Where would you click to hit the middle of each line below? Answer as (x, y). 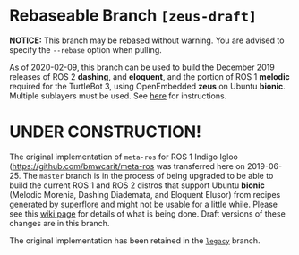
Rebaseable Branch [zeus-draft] (133, 16)
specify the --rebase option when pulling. (86, 49)
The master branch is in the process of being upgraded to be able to (148, 175)
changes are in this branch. (60, 223)
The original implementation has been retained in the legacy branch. (135, 240)
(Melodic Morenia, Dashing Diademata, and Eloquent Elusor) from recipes (145, 194)
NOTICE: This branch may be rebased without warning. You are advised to (147, 40)
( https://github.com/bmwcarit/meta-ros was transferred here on (128, 166)
